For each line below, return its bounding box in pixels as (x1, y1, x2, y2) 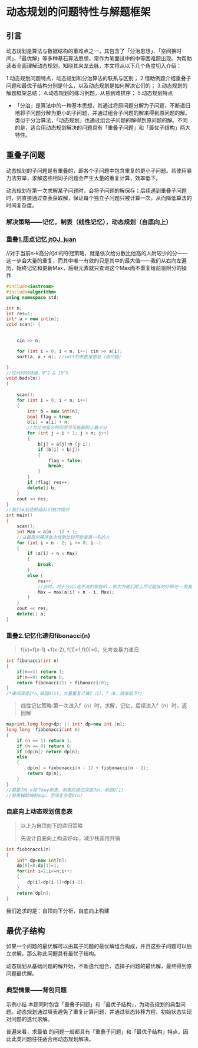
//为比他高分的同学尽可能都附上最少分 (27, 425, 107, 431)
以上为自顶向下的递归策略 (20, 822, 83, 829)
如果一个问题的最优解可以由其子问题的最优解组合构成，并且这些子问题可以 (6, 942, 187, 950)
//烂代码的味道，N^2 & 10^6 (6, 370, 69, 376)
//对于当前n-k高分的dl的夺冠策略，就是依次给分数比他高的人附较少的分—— (6, 250, 188, 257)
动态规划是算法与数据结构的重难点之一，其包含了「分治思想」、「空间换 (6, 48, 177, 54)
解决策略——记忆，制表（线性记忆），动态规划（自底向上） (6, 217, 172, 226)
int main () (6, 512, 33, 519)
